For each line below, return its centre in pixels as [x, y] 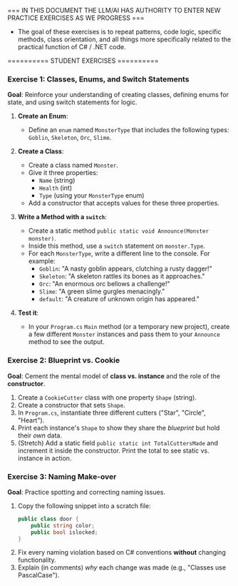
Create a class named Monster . [73, 165]
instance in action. [45, 458]
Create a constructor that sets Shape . [72, 405]
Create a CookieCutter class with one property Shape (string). [107, 397]
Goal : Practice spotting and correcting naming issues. [87, 492]
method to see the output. [66, 342]
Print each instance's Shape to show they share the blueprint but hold [119, 428]
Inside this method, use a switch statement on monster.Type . [117, 246]
